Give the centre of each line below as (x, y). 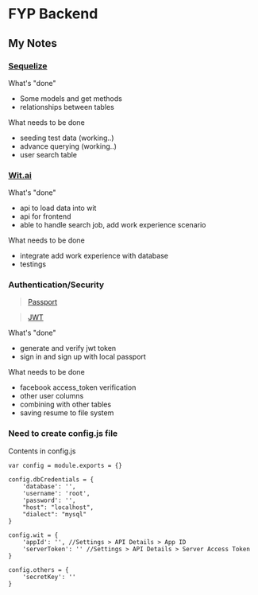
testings (33, 264)
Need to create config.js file (63, 434)
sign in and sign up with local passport (83, 357)
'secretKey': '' (50, 577)
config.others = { (39, 570)
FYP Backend (53, 14)
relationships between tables (67, 107)
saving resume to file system (67, 413)
